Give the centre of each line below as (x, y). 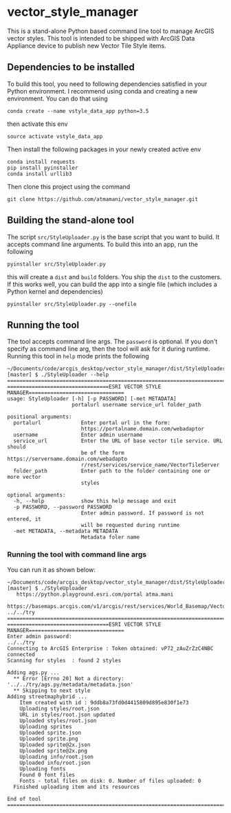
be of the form (103, 453)
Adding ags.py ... (33, 672)
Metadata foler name (110, 537)
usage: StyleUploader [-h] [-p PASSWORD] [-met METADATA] (92, 399)
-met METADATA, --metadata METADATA (66, 531)
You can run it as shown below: (52, 570)
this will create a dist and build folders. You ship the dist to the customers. (114, 277)
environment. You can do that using (57, 98)
